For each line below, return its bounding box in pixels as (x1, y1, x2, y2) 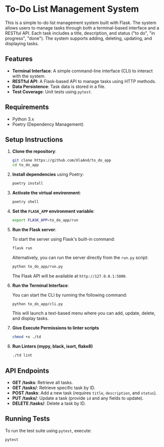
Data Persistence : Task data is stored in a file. (12, 84, 106, 89)
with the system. (12, 73, 46, 79)
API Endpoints (5, 366, 49, 375)
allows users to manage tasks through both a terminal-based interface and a (5, 25, 160, 30)
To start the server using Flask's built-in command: (12, 236, 115, 242)
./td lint (12, 353, 33, 358)
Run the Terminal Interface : (12, 282, 70, 288)
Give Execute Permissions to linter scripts (12, 325, 99, 331)
